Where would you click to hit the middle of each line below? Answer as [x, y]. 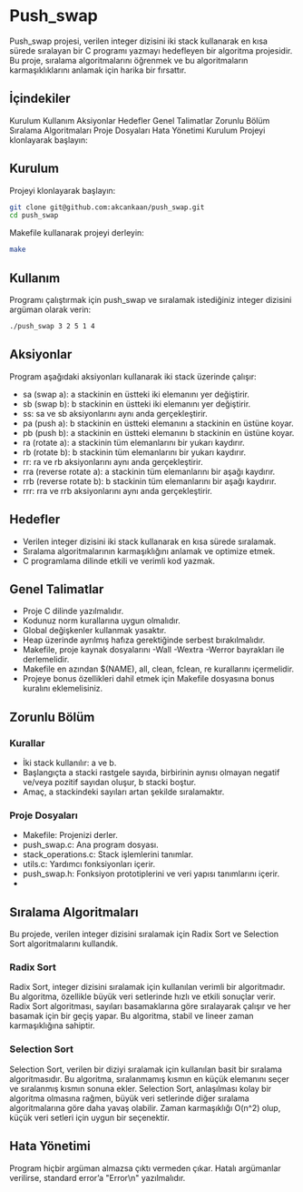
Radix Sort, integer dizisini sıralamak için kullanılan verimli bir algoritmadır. [147, 987]
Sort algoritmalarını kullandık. [64, 944]
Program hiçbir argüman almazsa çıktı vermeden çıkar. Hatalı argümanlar [145, 1168]
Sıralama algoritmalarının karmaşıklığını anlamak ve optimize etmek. [149, 551]
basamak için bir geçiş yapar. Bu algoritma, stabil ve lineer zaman [132, 1016]
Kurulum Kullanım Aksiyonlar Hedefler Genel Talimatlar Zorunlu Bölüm [140, 120]
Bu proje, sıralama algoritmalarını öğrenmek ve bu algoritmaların [129, 60]
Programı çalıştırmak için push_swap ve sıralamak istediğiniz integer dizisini [151, 300]
